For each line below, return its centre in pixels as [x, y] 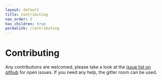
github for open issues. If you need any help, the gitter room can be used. [81, 72]
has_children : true [26, 24]
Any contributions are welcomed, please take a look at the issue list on [78, 67]
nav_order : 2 [19, 19]
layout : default [22, 10]
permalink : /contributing [32, 28]
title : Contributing [27, 14]
